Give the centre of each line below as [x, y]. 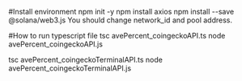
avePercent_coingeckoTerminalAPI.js [70, 68]
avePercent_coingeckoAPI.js [56, 44]
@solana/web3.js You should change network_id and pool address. [121, 20]
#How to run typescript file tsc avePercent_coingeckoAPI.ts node [117, 36]
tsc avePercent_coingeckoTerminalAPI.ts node [86, 60]
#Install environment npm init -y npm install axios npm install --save [121, 12]
